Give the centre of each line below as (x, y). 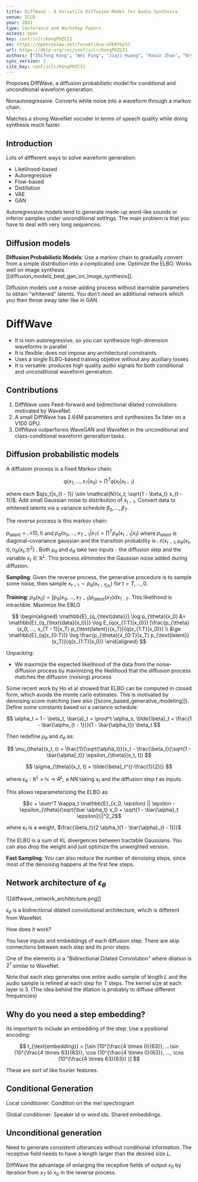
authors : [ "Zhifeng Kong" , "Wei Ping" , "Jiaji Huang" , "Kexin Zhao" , (93, 55)
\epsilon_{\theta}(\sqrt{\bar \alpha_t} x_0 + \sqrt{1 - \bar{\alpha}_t (99, 809)
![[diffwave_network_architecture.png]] (54, 899)
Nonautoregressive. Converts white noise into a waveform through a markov (99, 101)
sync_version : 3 (26, 61)
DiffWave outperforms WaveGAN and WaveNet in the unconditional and (101, 429)
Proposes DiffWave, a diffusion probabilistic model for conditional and (91, 83)
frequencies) (22, 996)
